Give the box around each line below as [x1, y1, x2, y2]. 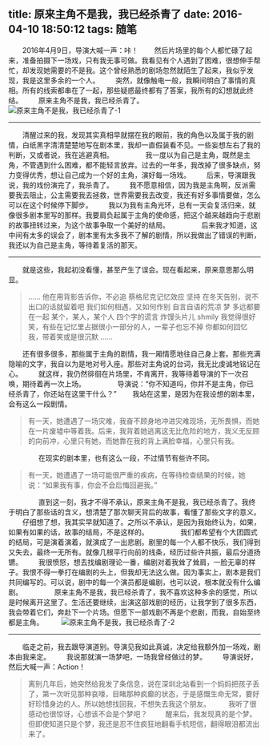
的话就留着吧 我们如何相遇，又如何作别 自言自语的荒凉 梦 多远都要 [42, 301, 261, 311]
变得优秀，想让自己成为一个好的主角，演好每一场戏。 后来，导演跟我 [14, 170, 256, 179]
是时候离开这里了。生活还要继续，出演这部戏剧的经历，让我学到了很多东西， [8, 597, 261, 607]
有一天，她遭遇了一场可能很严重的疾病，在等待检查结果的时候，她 [27, 470, 246, 479]
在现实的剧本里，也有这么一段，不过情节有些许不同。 [38, 453, 214, 462]
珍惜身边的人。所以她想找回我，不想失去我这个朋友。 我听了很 [34, 699, 257, 708]
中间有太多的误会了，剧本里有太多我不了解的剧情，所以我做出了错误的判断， [8, 230, 261, 240]
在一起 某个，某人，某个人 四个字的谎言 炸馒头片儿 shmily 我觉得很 [27, 312, 250, 321]
